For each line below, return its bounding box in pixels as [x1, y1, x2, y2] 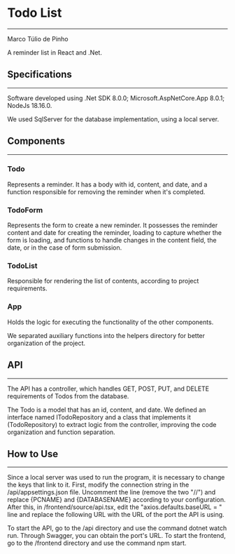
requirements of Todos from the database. [7, 391, 129, 400]
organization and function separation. [7, 428, 115, 436]
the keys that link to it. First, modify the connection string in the [7, 480, 190, 489]
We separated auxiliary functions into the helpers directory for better [7, 331, 205, 339]
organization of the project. [7, 339, 86, 347]
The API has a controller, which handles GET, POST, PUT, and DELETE [7, 384, 210, 393]
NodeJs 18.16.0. [7, 101, 52, 109]
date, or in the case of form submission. [7, 243, 122, 252]
